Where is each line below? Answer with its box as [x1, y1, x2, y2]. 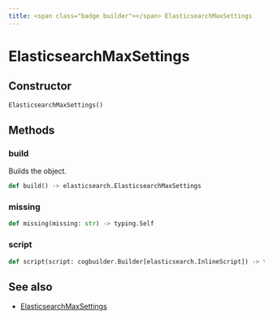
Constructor [8, 79, 71, 94]
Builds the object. [8, 166, 67, 176]
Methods [8, 123, 55, 137]
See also [8, 280, 53, 294]
